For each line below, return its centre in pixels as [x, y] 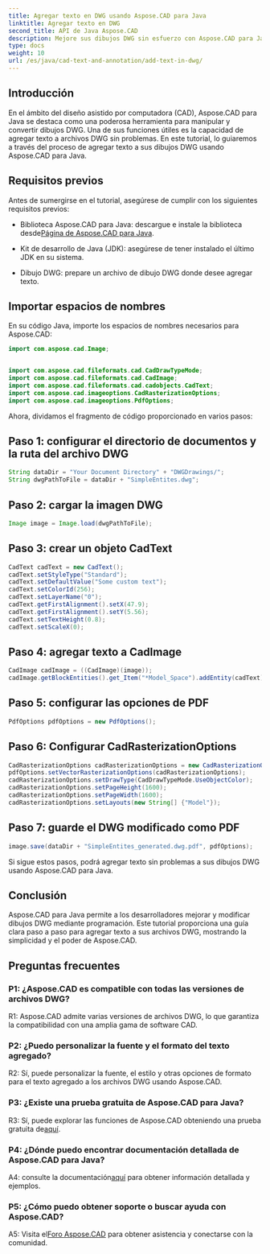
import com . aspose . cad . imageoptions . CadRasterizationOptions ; [115, 393]
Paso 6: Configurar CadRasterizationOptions [123, 747]
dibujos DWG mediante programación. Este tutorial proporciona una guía [129, 923]
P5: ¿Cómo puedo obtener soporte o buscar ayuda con [117, 1207]
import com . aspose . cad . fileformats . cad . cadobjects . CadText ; [111, 386]
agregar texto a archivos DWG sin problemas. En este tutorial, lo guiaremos [133, 138]
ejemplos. [25, 1186]
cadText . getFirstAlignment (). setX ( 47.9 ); [79, 604]
